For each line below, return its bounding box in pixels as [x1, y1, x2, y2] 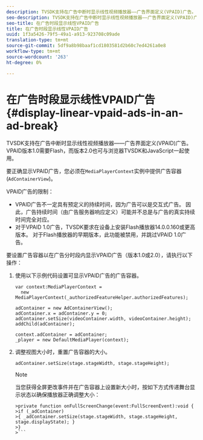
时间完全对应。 [14, 216, 53, 223]
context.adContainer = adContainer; [14, 332, 108, 338]
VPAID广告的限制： [6, 188, 54, 195]
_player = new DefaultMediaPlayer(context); [14, 337, 129, 343]
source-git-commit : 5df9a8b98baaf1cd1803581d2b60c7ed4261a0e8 [6, 43, 166, 49]
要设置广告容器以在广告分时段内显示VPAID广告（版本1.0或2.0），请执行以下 [6, 252, 193, 259]
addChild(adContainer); [14, 321, 76, 327]
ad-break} [6, 119, 59, 133]
